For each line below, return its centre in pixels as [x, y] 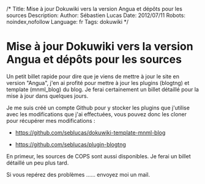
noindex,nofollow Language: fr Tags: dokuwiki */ [68, 22]
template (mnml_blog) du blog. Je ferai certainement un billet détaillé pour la [102, 89]
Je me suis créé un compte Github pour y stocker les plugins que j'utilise [98, 108]
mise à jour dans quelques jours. [47, 96]
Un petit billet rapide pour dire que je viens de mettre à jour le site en [93, 76]
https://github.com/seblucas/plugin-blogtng [71, 144]
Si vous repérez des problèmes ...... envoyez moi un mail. [78, 174]
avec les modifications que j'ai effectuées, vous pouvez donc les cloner [96, 114]
